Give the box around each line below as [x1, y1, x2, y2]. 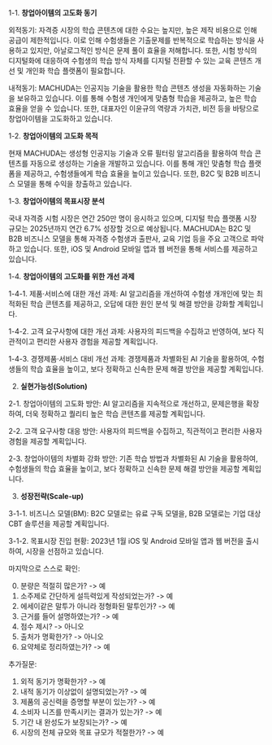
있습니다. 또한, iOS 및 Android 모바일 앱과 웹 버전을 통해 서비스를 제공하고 [23, 244, 258, 253]
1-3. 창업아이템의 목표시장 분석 [8, 196, 106, 206]
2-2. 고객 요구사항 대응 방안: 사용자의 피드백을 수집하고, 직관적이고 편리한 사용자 [8, 427, 262, 436]
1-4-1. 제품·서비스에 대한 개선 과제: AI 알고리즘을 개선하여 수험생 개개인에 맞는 [8, 289, 255, 298]
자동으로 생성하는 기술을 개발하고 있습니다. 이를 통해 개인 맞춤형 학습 [29, 159, 247, 168]
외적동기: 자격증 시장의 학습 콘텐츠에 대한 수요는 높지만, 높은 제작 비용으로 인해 [8, 25, 257, 35]
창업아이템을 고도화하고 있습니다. [8, 114, 114, 123]
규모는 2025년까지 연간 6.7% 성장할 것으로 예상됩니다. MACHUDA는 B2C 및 [8, 224, 252, 233]
